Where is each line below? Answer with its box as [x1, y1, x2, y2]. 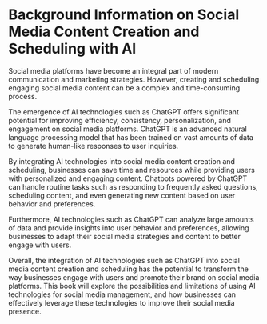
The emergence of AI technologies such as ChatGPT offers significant [8, 106, 240, 117]
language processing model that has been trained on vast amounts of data [8, 132, 254, 142]
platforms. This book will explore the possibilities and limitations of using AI [8, 281, 256, 290]
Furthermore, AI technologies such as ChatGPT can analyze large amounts [8, 214, 254, 224]
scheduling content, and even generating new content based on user [8, 190, 236, 200]
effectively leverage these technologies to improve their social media [8, 298, 235, 307]
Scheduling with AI [8, 40, 137, 58]
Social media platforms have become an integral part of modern [8, 66, 219, 75]
